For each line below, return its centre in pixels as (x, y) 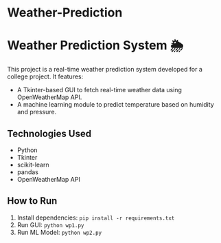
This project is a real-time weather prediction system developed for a (105, 70)
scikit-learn (33, 165)
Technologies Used (49, 133)
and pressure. (37, 112)
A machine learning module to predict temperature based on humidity (115, 105)
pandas (28, 172)
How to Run (32, 201)
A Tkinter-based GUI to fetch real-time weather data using (99, 90)
